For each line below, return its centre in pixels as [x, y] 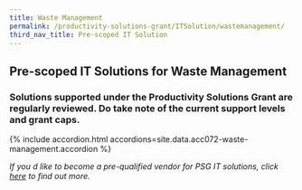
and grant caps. [45, 119]
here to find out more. [50, 176]
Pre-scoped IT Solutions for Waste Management [148, 71]
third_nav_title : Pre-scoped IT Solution [89, 34]
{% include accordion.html [59, 139]
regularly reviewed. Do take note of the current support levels [147, 108]
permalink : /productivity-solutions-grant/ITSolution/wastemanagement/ [147, 26]
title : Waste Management [56, 18]
